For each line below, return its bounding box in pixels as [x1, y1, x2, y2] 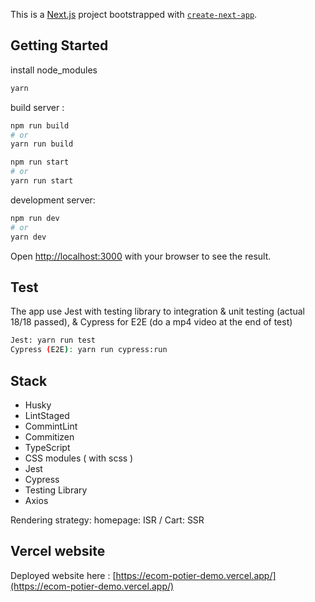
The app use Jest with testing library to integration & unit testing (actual [10, 305, 305, 318]
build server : [10, 101, 65, 113]
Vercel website [10, 543, 106, 560]
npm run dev [10, 213, 60, 223]
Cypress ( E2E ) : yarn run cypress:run [10, 345, 168, 355]
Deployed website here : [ [10, 569, 117, 581]
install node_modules [10, 64, 98, 76]
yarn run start [10, 176, 74, 186]
